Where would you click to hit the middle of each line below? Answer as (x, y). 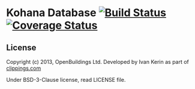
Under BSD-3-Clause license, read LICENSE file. (66, 80)
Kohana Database (51, 13)
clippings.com (24, 68)
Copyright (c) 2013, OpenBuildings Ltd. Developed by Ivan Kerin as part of (97, 62)
